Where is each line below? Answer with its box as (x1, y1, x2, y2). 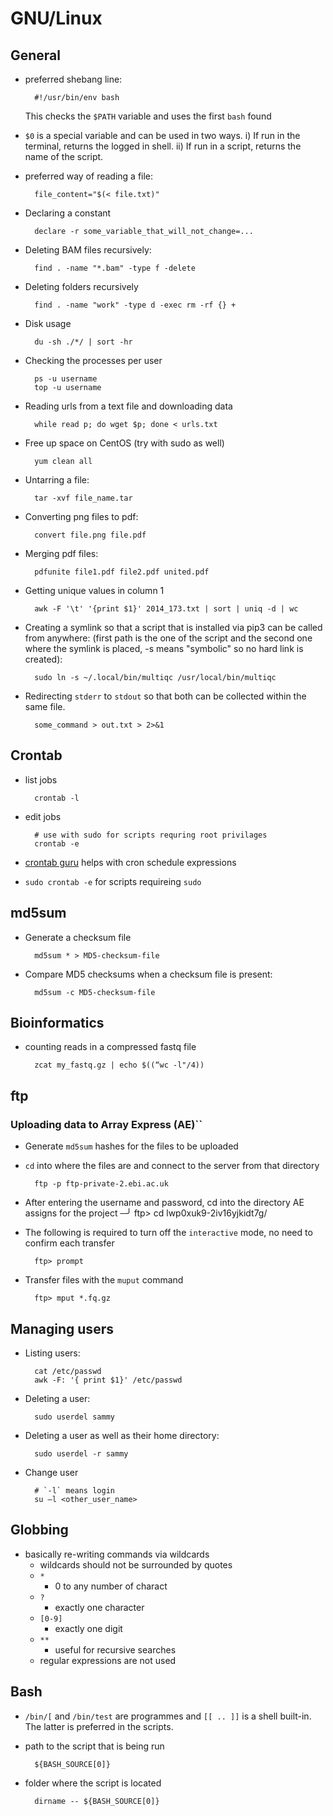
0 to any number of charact (54, 1580, 168, 1592)
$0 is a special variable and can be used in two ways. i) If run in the (24, 130, 301, 141)
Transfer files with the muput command (24, 1274, 184, 1286)
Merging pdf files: (24, 548, 99, 559)
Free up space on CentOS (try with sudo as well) (24, 437, 225, 449)
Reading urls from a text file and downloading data (24, 400, 233, 412)
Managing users (10, 1320, 114, 1337)
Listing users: (24, 1347, 81, 1359)
